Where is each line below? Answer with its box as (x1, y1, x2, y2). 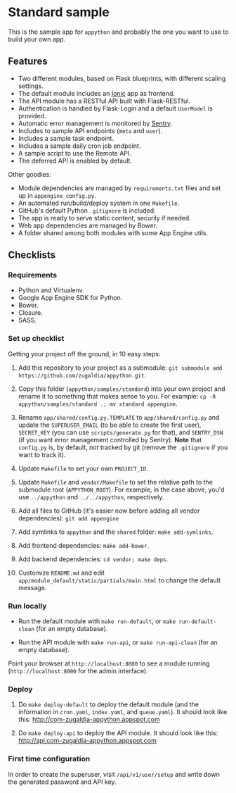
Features (8, 56, 48, 68)
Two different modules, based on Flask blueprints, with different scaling (18, 74, 226, 82)
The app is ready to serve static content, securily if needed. (18, 213, 192, 222)
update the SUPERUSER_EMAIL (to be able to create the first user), (18, 420, 202, 429)
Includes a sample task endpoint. (18, 134, 114, 142)
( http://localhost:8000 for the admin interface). (8, 667, 148, 675)
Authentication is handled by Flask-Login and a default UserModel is (18, 104, 213, 113)
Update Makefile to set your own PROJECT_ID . (18, 464, 148, 473)
